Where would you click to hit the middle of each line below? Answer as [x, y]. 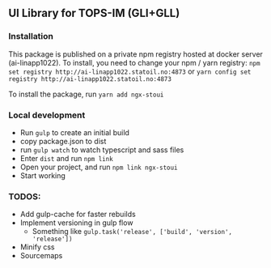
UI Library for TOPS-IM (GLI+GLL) [94, 13]
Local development [47, 115]
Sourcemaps [41, 256]
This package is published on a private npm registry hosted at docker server [135, 54]
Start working [43, 175]
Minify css [37, 247]
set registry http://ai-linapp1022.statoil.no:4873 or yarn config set [130, 71]
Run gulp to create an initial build [74, 132]
